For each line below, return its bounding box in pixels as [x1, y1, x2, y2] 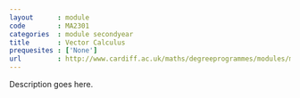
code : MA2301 [9, 21, 90, 30]
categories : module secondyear [9, 29, 134, 38]
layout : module [9, 12, 90, 22]
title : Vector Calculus [9, 37, 126, 47]
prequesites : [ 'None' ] [9, 46, 98, 55]
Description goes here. [9, 79, 94, 89]
